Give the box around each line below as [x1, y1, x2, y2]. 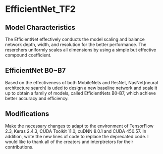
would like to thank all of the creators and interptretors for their [5, 139, 134, 145]
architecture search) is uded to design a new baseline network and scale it [5, 85, 158, 91]
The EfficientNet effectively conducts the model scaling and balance [5, 36, 145, 42]
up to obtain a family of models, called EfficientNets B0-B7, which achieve [5, 90, 156, 96]
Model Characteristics [5, 23, 76, 32]
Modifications [5, 110, 50, 118]
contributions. [5, 144, 34, 150]
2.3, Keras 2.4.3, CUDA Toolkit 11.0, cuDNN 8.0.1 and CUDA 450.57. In [5, 128, 147, 134]
